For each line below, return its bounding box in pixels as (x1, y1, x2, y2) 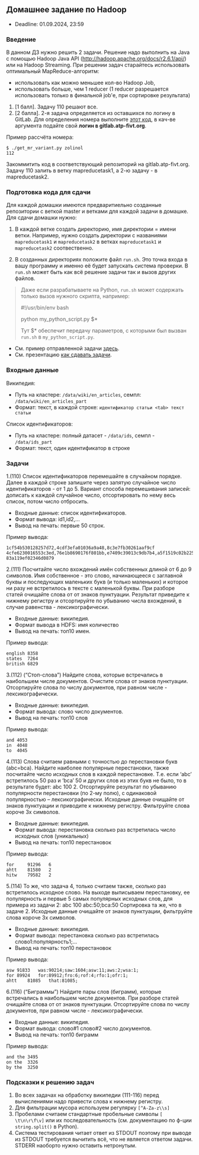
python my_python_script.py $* (20, 315, 98, 323)
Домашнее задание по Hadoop (6, 5, 127, 15)
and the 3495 (6, 1054, 38, 1060)
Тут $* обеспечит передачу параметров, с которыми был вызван (20, 327, 187, 334)
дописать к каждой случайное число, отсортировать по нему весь (6, 492, 176, 499)
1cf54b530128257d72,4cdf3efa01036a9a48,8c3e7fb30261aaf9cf (6, 545, 155, 551)
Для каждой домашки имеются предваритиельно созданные (6, 202, 162, 209)
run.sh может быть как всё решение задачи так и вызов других (14, 269, 176, 276)
